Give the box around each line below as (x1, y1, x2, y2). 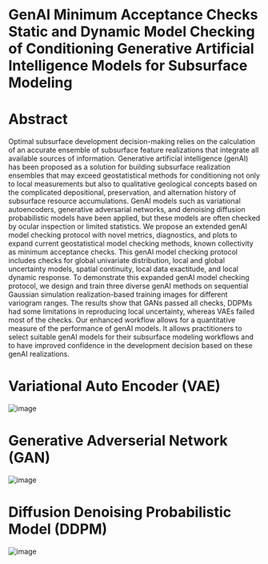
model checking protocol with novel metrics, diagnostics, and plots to (8, 230, 238, 240)
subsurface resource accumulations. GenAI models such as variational (8, 196, 242, 206)
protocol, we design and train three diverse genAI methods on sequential (8, 282, 249, 291)
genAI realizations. (8, 350, 70, 359)
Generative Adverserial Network (8, 432, 228, 450)
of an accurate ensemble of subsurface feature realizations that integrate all (8, 146, 259, 155)
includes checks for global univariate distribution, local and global (8, 256, 226, 266)
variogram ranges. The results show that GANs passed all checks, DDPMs (8, 298, 253, 308)
